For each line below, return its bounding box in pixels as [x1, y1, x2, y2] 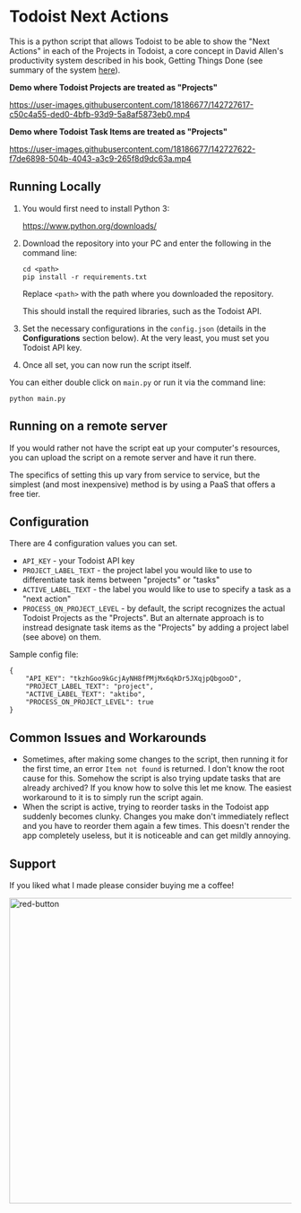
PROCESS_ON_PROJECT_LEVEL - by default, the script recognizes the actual [21, 603, 286, 614]
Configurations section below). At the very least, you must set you [21, 332, 270, 343]
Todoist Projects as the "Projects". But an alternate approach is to [21, 613, 264, 624]
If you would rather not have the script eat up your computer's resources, [9, 442, 280, 453]
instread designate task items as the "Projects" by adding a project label [21, 622, 289, 633]
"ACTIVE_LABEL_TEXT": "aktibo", [25, 690, 146, 699]
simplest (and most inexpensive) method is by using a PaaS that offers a [9, 478, 276, 490]
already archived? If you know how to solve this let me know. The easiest [21, 782, 292, 793]
